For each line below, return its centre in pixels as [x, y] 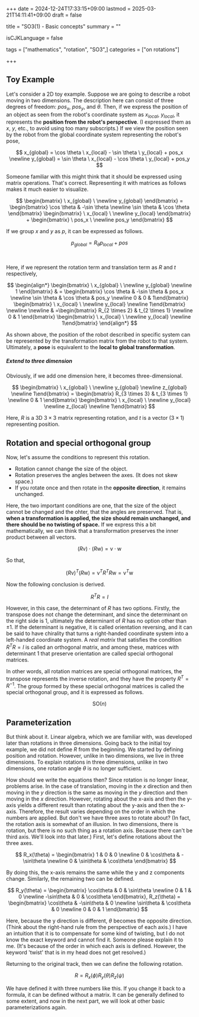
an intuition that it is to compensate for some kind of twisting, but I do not [95, 934]
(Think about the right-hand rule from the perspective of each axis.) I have [97, 927]
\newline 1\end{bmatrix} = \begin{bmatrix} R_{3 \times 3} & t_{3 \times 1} [99, 394]
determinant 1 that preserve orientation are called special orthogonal [90, 653]
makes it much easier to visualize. [47, 189]
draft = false [67, 15]
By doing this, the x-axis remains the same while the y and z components [95, 872]
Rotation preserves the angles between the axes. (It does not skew [96, 475]
